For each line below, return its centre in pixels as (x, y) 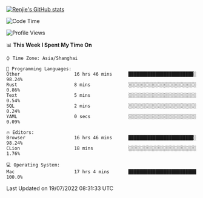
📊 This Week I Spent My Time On (49, 45)
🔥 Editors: (20, 133)
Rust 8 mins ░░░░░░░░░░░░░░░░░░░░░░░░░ (101, 85)
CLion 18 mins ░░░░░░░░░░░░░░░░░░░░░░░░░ (101, 148)
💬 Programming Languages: (39, 69)
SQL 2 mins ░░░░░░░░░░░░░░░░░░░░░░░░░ (101, 106)
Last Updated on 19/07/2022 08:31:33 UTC (60, 188)
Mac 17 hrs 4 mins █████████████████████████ (101, 172)
